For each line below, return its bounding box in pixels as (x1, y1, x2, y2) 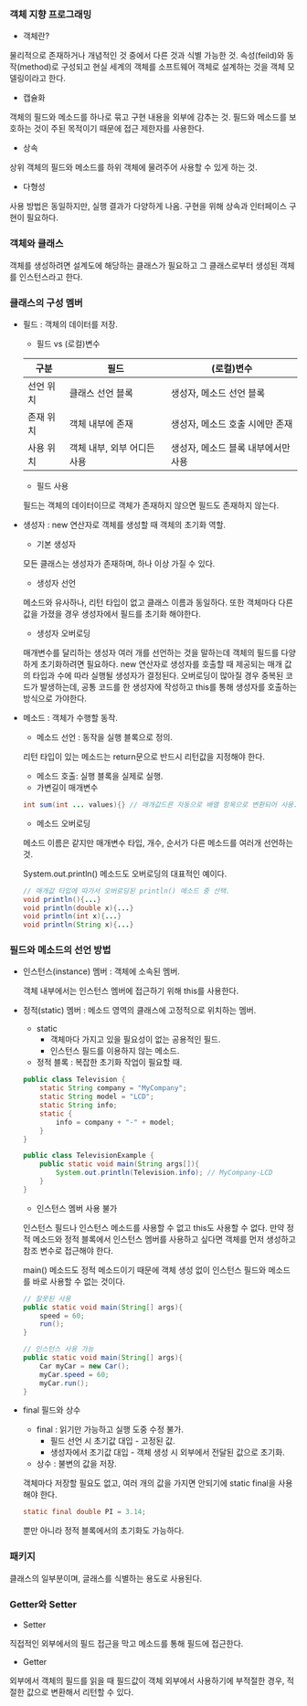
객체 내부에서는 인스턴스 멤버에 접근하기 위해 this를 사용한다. (22, 985, 239, 997)
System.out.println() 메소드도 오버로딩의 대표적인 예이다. (22, 868, 228, 879)
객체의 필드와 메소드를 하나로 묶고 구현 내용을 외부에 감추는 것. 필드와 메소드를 (9, 111, 288, 122)
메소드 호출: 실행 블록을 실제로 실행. (36, 770, 164, 781)
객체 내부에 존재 (69, 418, 134, 430)
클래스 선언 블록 (69, 387, 134, 399)
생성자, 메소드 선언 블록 (170, 387, 265, 399)
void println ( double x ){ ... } (22, 903, 134, 913)
